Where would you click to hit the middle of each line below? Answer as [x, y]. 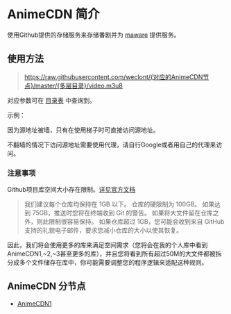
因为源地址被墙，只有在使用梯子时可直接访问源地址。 [83, 130]
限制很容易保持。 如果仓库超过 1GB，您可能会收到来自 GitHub [136, 222]
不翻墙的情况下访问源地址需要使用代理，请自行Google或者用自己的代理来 [112, 144]
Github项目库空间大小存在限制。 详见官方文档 [71, 190]
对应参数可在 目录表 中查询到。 [51, 100]
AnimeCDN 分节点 [46, 287]
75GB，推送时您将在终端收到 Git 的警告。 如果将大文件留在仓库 [122, 213]
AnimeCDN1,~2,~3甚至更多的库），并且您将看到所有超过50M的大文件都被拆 [114, 254]
